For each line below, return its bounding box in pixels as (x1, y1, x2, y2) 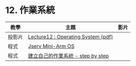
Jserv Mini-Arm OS (28, 42, 75, 49)
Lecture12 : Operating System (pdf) (28, 33, 113, 40)
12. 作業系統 (5, 4, 55, 16)
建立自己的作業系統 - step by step (28, 52, 109, 59)
